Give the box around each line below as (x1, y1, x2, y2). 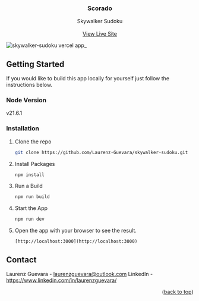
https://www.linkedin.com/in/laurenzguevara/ (6, 277, 117, 284)
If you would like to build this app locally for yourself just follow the (6, 75, 170, 82)
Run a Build (14, 183, 43, 190)
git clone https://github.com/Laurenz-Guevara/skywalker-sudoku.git (14, 149, 188, 155)
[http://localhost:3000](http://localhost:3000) (14, 239, 138, 244)
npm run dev (14, 216, 45, 222)
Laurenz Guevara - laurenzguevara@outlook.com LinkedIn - (6, 271, 153, 278)
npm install (14, 171, 45, 178)
